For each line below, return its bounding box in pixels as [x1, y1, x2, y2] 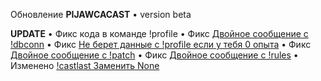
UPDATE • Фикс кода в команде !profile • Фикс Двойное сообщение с [10, 28, 309, 39]
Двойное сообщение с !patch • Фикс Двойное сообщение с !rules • [10, 49, 299, 61]
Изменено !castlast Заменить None [10, 60, 160, 71]
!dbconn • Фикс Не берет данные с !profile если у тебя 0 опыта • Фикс [10, 39, 312, 50]
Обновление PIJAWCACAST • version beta [10, 9, 192, 20]
